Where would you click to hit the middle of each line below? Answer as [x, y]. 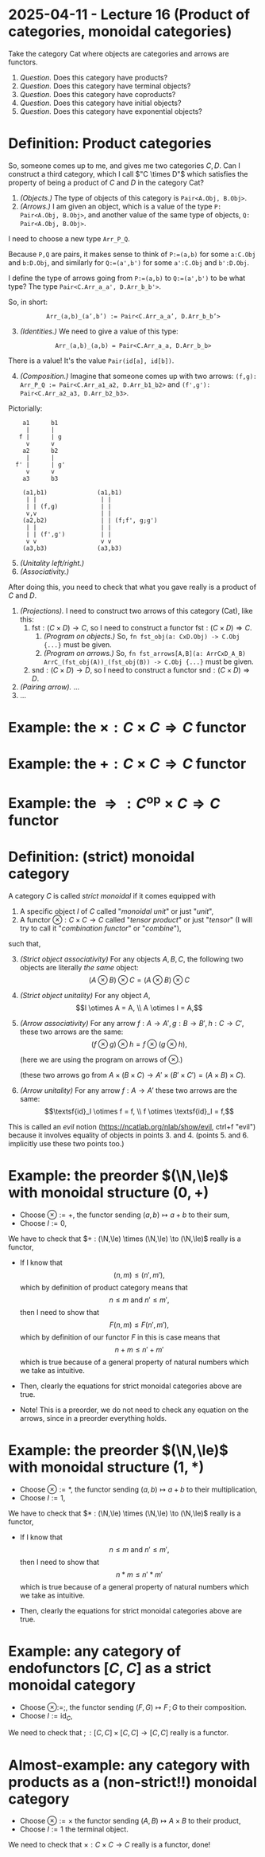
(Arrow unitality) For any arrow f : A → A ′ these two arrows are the [129, 1090]
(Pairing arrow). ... [50, 687]
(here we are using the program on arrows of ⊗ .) [101, 1059]
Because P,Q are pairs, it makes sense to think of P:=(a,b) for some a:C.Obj [132, 254]
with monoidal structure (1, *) [106, 1467]
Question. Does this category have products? [94, 77]
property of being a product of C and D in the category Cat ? [106, 182]
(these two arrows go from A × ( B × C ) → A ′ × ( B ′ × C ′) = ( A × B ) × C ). [132, 1075]
